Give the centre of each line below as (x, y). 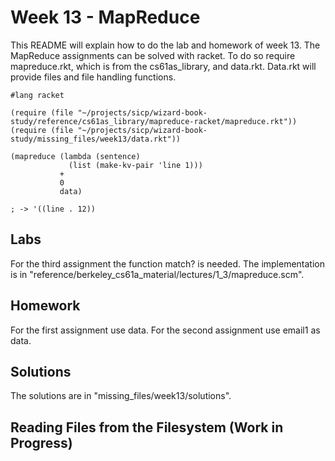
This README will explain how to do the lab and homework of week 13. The (165, 45)
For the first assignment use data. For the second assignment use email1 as (165, 330)
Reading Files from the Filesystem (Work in (147, 427)
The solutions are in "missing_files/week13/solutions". (121, 396)
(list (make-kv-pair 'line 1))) (135, 165)
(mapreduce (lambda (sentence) (75, 156)
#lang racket (37, 95)
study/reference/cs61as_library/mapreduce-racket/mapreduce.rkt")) (154, 121)
